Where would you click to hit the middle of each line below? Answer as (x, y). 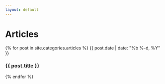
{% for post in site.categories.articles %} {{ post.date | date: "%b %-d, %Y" (83, 48)
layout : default (22, 10)
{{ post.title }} (22, 66)
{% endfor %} (19, 77)
